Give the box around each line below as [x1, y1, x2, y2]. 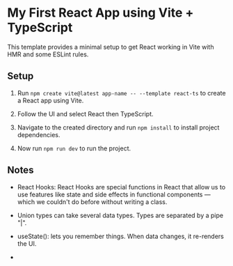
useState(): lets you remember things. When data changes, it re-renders [17, 232, 224, 240]
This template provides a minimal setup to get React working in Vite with [7, 42, 214, 51]
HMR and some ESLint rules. [7, 50, 89, 58]
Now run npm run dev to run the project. [17, 144, 131, 152]
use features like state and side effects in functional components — [17, 190, 211, 198]
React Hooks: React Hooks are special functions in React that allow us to [17, 182, 226, 191]
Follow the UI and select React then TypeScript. [17, 109, 154, 118]
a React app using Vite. [17, 96, 84, 104]
